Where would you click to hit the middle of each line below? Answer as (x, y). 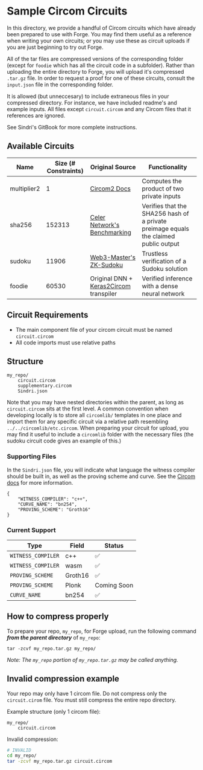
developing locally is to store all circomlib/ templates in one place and (94, 415)
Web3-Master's (113, 257)
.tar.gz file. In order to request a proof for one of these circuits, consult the (101, 78)
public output (161, 244)
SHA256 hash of (165, 213)
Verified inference (167, 278)
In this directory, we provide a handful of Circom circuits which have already (101, 28)
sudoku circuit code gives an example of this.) (64, 441)
